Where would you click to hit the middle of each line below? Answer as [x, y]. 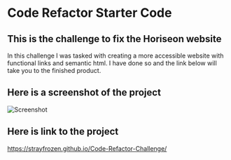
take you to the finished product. [54, 71]
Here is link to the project [63, 132]
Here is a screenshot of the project [84, 93]
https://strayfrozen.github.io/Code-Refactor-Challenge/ [87, 148]
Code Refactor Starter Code [90, 13]
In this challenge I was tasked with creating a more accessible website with [115, 55]
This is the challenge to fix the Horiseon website [114, 39]
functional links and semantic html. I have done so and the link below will [112, 63]
